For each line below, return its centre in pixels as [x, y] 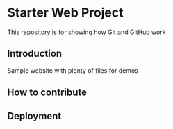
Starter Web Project [65, 13]
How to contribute [47, 93]
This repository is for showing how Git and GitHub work [86, 32]
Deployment [34, 116]
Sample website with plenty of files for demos [73, 70]
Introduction [35, 54]
